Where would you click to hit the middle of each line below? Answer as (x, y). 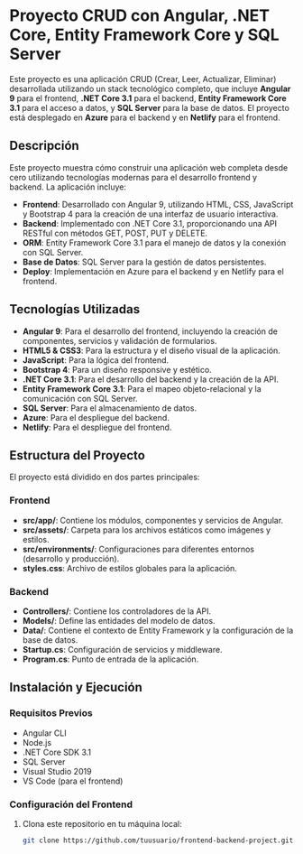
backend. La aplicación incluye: (68, 187)
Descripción (44, 146)
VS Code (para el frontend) (73, 781)
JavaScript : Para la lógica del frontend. (96, 360)
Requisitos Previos (51, 713)
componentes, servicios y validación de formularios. (119, 340)
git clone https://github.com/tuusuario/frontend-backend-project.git (158, 840)
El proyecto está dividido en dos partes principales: (105, 477)
